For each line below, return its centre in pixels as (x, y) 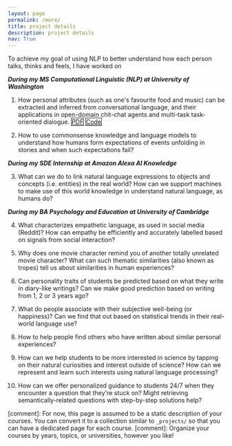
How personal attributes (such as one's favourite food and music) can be (122, 100)
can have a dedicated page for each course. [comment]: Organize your (108, 428)
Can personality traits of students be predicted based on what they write (121, 281)
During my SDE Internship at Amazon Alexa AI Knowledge (93, 163)
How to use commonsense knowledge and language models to (107, 136)
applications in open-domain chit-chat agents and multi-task (104, 115)
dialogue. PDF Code (72, 122)
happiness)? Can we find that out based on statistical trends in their (114, 317)
